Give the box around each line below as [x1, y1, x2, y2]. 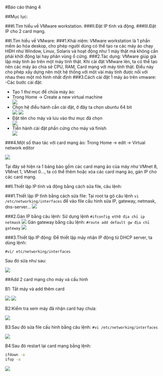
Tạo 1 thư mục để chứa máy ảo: [12, 89, 76, 94]
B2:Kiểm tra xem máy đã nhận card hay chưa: [5, 305, 97, 311]
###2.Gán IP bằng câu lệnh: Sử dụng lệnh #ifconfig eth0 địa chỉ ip [5, 213, 145, 219]
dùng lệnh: [5, 240, 27, 245]
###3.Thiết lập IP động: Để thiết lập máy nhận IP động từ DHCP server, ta [5, 235, 153, 240]
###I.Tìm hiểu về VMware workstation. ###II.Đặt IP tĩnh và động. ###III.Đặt [5, 23, 156, 29]
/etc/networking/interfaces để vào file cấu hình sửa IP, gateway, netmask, [5, 198, 156, 204]
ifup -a [5, 357, 21, 362]
